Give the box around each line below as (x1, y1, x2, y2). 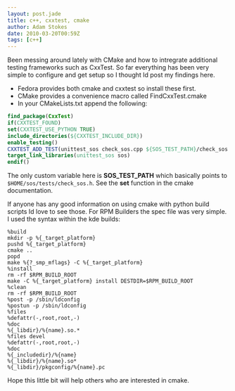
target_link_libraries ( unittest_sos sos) (7, 152, 131, 159)
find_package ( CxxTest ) (7, 113, 74, 120)
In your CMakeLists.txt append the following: (17, 99, 148, 108)
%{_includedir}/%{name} (7, 352, 77, 359)
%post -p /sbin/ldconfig (7, 296, 80, 303)
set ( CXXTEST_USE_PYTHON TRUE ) (7, 126, 96, 133)
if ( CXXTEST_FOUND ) (7, 120, 61, 127)
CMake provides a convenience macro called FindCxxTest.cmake (17, 92, 208, 101)
